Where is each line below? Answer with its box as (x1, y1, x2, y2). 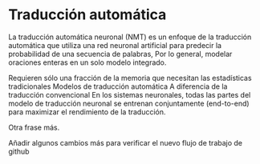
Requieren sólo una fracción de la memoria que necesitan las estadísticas (8, 73, 252, 82)
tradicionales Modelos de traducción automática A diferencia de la (8, 82, 228, 91)
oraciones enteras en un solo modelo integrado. (8, 58, 167, 67)
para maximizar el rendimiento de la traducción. (8, 106, 166, 117)
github (8, 146, 30, 156)
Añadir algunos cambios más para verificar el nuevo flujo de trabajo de (8, 138, 243, 147)
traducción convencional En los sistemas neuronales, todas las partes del (8, 90, 251, 99)
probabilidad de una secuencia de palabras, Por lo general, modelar (8, 49, 233, 58)
